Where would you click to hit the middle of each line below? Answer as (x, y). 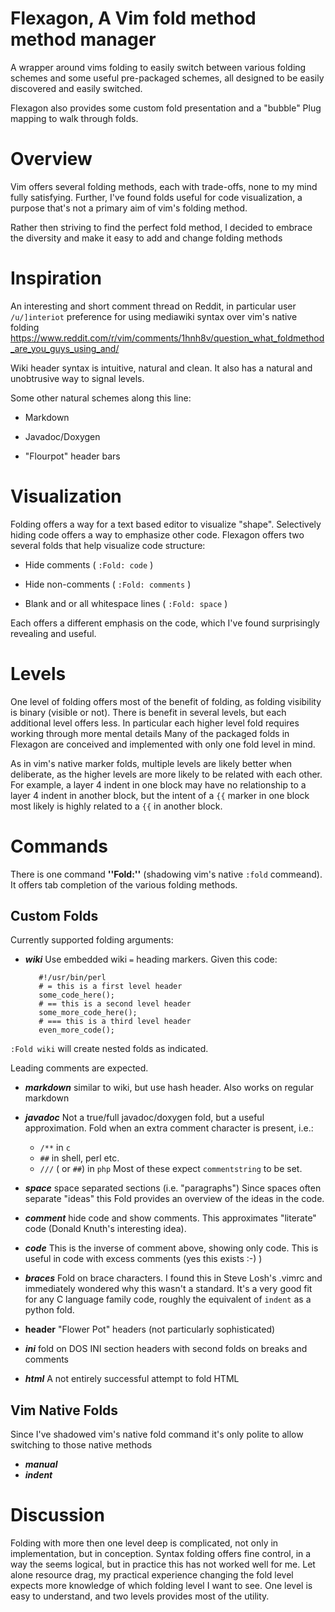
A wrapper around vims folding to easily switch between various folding (158, 67)
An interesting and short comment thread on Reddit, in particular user (153, 306)
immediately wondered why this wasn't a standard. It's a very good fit (168, 1289)
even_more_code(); (76, 1030)
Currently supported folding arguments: (92, 940)
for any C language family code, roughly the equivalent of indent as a (168, 1299)
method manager (83, 39)
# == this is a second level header (115, 1004)
